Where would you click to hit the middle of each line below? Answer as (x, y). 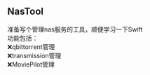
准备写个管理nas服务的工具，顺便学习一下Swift (75, 29)
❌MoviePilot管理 (31, 64)
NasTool (26, 12)
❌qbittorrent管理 (31, 47)
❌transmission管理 (34, 55)
